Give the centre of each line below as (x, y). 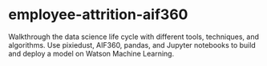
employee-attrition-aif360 (98, 15)
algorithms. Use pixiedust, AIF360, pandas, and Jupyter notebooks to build (132, 45)
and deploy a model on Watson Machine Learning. (91, 53)
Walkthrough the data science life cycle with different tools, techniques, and (133, 37)
